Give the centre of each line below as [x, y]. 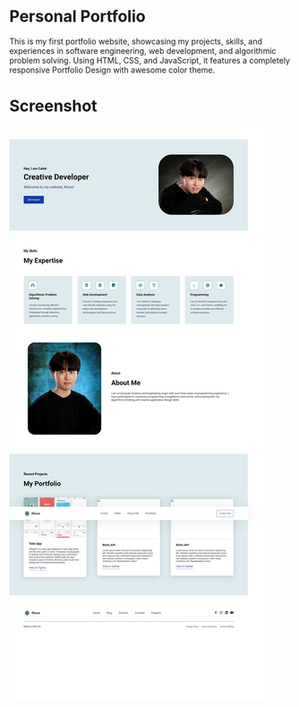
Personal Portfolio [77, 17]
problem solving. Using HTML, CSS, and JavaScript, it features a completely [150, 60]
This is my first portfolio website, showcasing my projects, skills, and [136, 41]
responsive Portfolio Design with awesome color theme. [112, 70]
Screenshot [53, 106]
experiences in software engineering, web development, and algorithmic [143, 50]
